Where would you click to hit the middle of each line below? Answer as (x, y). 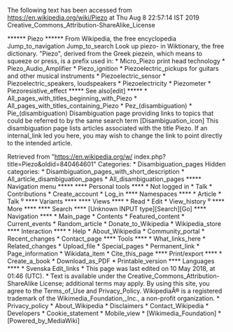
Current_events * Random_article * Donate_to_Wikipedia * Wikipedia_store (114, 224)
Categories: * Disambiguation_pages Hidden (162, 164)
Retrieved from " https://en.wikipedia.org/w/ (70, 157)
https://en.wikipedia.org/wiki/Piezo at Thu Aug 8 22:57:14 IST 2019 (103, 18)
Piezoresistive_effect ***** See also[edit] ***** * (77, 91)
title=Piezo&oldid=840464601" (52, 164)
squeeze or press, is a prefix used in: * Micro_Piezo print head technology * (116, 61)
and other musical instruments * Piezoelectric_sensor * (87, 76)
